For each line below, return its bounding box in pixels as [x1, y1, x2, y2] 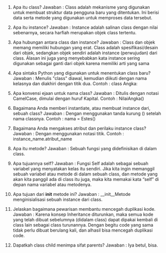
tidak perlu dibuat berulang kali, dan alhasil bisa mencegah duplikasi [12, 227, 153, 233]
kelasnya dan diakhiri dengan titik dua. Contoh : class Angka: [12, 81, 138, 86]
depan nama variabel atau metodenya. [12, 181, 92, 187]
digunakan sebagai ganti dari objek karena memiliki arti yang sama [12, 61, 150, 66]
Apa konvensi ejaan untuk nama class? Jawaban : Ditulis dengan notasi [12, 90, 159, 96]
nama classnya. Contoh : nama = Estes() [12, 116, 96, 121]
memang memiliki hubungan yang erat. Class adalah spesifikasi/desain [12, 45, 159, 50]
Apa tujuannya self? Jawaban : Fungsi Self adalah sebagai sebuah [12, 161, 149, 166]
